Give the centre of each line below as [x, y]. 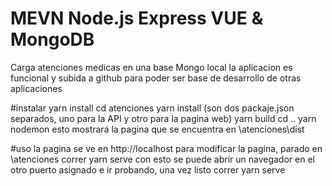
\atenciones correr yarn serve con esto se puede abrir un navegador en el [162, 159]
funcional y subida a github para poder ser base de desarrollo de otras [156, 78]
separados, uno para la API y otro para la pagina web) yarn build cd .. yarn [163, 118]
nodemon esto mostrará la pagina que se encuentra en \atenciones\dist [157, 129]
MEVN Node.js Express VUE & [137, 18]
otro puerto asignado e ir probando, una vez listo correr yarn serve [148, 169]
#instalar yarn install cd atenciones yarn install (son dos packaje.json [152, 108]
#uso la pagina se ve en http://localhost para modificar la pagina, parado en [166, 148]
